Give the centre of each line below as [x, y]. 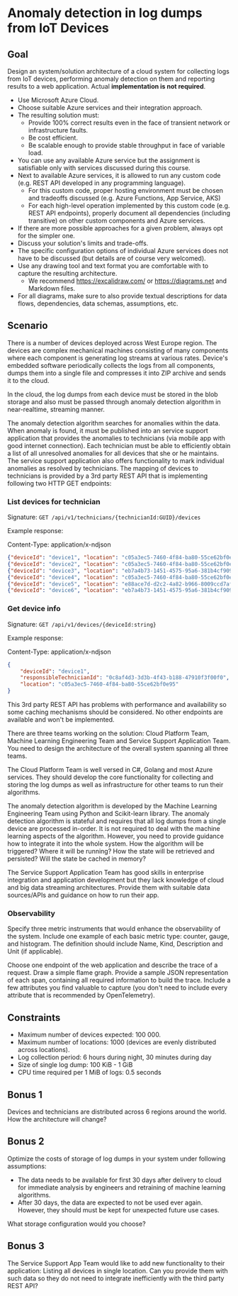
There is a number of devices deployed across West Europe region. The [112, 342]
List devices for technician [54, 501]
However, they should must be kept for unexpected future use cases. [118, 1210]
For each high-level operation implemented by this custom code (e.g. [129, 206]
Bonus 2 [26, 1142]
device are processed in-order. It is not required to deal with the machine [114, 829]
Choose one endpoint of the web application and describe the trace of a [113, 965]
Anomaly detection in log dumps [105, 13]
